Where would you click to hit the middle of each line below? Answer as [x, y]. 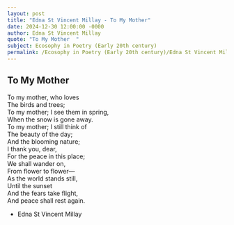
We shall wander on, [37, 163]
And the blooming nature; [44, 141]
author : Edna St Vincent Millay [54, 33]
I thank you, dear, [32, 149]
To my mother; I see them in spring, [58, 112]
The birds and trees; [36, 104]
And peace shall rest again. [46, 200]
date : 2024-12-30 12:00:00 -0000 [56, 26]
